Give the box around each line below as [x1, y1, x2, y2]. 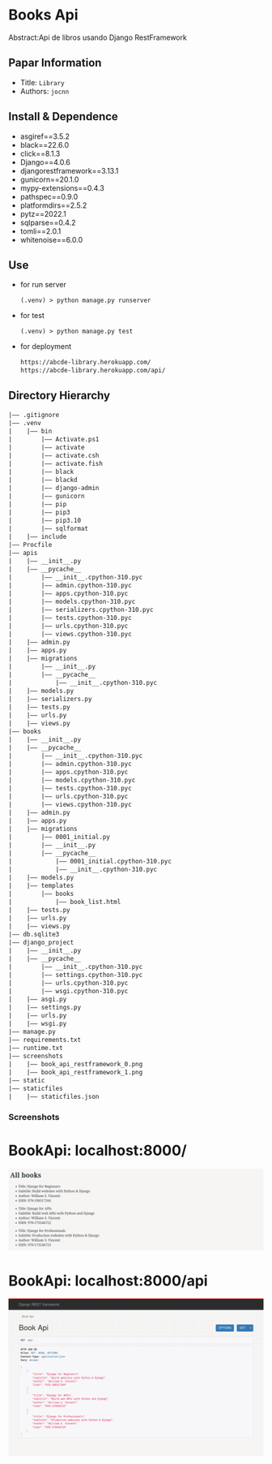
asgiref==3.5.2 [19, 131, 70, 141]
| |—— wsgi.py [8, 1020, 67, 1028]
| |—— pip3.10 [8, 517, 82, 525]
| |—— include [8, 533, 67, 541]
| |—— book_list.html [8, 898, 121, 906]
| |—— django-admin [8, 484, 100, 493]
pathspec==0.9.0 [19, 192, 79, 201]
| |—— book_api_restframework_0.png [8, 1061, 143, 1069]
